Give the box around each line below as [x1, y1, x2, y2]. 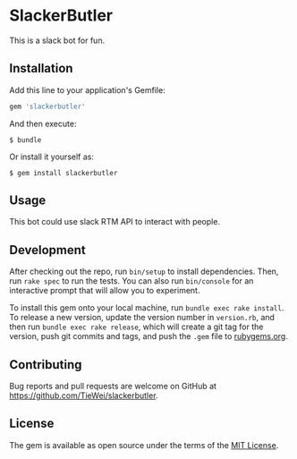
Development [9, 242, 87, 258]
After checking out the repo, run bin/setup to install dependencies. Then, [9, 266, 279, 277]
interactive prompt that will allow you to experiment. [9, 285, 200, 296]
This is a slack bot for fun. [9, 35, 106, 46]
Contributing [9, 357, 82, 372]
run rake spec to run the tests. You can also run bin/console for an [9, 276, 254, 286]
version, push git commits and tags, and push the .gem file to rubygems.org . [9, 331, 289, 342]
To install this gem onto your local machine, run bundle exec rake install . [9, 302, 284, 313]
